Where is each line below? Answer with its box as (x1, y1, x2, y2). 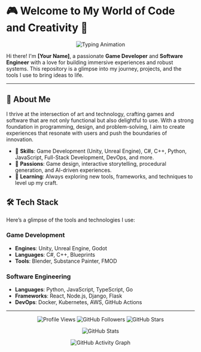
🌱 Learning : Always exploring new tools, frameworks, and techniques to (14, 172, 193, 180)
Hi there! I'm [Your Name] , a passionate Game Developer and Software (6, 52, 184, 59)
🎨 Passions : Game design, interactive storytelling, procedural (14, 160, 166, 167)
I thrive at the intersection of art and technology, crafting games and (6, 110, 175, 117)
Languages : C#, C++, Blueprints (14, 251, 96, 258)
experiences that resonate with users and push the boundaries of (6, 129, 167, 136)
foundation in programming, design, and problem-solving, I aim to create (6, 123, 185, 130)
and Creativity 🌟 (6, 21, 88, 35)
